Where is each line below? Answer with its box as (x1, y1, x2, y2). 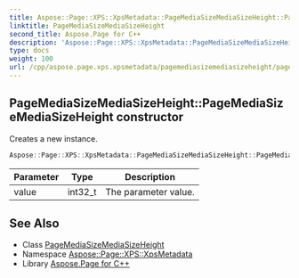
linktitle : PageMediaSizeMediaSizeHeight (9, 21, 166, 30)
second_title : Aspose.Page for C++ (9, 29, 141, 38)
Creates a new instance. (9, 133, 98, 143)
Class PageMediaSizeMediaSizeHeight (21, 240, 165, 250)
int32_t (67, 185, 97, 198)
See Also (9, 216, 60, 231)
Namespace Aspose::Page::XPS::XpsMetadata (21, 249, 193, 259)
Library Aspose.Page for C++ (21, 258, 131, 269)
